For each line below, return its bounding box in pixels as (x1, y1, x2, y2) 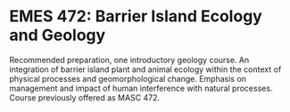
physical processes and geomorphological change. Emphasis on (9, 73, 247, 84)
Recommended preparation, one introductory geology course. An (9, 54, 250, 65)
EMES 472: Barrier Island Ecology (9, 6, 263, 27)
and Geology (9, 25, 106, 45)
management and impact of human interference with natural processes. (9, 83, 273, 93)
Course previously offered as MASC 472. (9, 92, 161, 103)
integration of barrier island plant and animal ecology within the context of (9, 64, 282, 75)
